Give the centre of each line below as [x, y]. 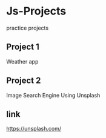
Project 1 [23, 47]
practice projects [28, 28]
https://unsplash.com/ [34, 129]
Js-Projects [36, 11]
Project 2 [24, 81]
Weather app [22, 61]
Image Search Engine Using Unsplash [53, 95]
